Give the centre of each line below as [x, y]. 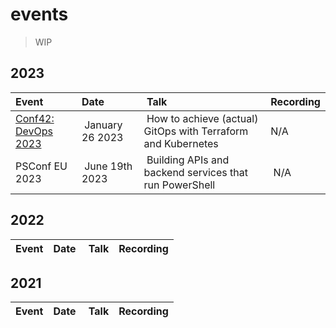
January [103, 125]
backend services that [195, 172]
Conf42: [35, 118]
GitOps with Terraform [196, 131]
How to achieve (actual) [202, 118]
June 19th [108, 166]
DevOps [34, 131]
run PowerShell [179, 185]
